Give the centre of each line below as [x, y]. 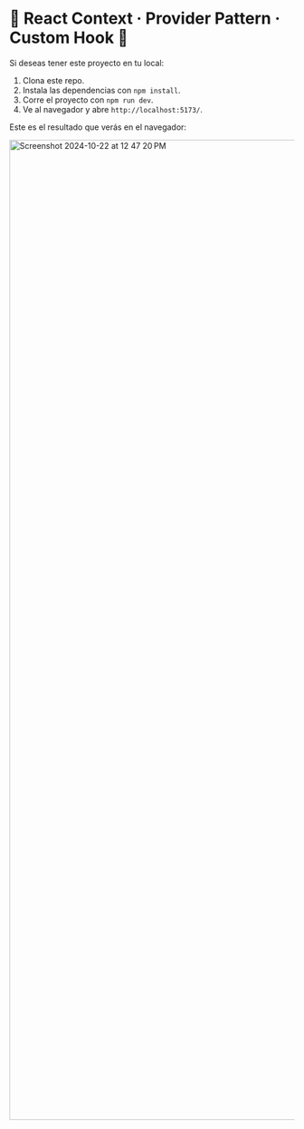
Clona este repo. [53, 80]
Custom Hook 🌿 [69, 38]
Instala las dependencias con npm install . [101, 90]
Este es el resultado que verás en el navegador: [98, 127]
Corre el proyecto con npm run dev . [88, 100]
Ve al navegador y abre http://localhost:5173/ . [113, 109]
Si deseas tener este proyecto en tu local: [87, 63]
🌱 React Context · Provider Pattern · [145, 19]
